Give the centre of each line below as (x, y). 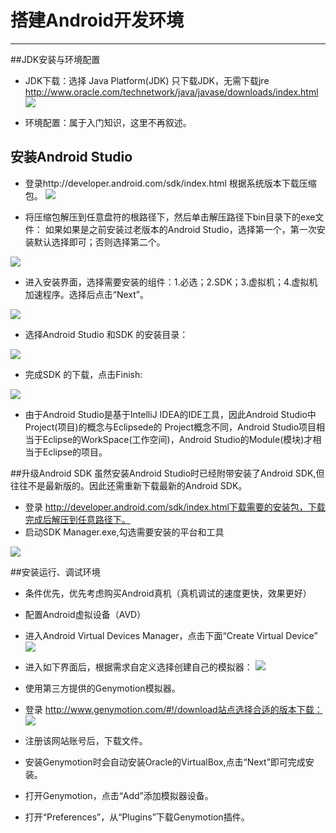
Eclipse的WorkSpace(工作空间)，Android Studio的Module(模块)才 (177, 439)
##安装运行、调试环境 (55, 572)
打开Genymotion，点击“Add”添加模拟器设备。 (119, 795)
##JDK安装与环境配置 (55, 59)
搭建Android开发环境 (97, 20)
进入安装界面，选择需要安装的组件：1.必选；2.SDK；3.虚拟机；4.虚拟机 (171, 282)
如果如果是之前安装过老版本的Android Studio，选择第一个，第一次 (180, 229)
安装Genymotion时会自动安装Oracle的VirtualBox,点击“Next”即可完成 (165, 762)
